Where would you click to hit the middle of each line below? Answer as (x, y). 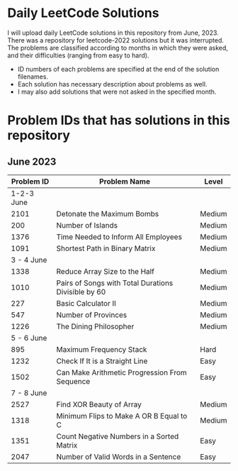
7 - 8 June (29, 393)
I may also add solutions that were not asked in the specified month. (117, 92)
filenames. (33, 77)
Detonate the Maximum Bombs (108, 214)
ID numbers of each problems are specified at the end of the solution (118, 69)
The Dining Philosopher (95, 326)
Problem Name (125, 181)
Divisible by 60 (81, 292)
